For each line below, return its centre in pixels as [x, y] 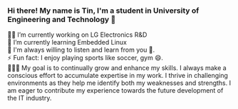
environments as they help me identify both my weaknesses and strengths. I [119, 83]
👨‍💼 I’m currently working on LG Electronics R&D [77, 35]
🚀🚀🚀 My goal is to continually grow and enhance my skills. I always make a [117, 68]
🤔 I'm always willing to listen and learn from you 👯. [81, 50]
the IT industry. [30, 98]
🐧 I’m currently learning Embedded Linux [67, 42]
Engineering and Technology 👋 [62, 19]
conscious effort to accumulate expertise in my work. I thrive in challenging [118, 76]
